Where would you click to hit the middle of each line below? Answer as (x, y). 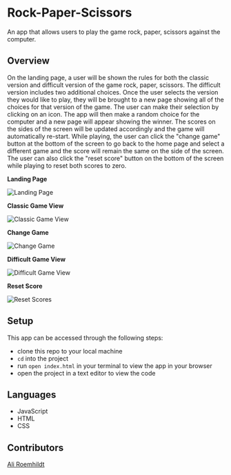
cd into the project (43, 358)
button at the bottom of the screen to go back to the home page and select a (116, 144)
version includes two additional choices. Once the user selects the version (113, 92)
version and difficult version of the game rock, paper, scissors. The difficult (114, 85)
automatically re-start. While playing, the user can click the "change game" (114, 136)
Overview (29, 61)
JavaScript (32, 411)
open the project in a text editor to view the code (86, 373)
